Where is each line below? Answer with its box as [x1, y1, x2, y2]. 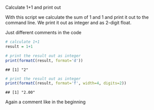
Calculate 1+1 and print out [5, 5, 61, 10]
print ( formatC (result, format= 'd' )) [5, 58, 83, 63]
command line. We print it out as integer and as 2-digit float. [5, 20, 132, 25]
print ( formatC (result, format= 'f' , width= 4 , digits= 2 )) [5, 81, 126, 86]
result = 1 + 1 [5, 44, 33, 49]
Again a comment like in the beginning [5, 99, 86, 105]
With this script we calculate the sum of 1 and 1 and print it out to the [5, 14, 149, 20]
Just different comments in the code [5, 30, 82, 35]
